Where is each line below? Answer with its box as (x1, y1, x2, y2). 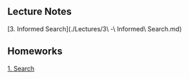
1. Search (7, 64, 35, 73)
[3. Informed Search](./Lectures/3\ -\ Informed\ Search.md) (7, 24, 182, 33)
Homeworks (7, 46, 63, 58)
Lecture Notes (7, 6, 72, 18)
